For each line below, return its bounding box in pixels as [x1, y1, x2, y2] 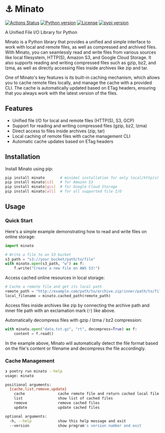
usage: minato [5, 373, 34, 378]
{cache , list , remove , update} [9, 387, 67, 392]
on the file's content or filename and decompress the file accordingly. [5, 345, 146, 351]
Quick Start [5, 217, 33, 224]
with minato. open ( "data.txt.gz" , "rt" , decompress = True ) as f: [5, 326, 137, 332]
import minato [5, 243, 34, 248]
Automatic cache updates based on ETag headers [12, 138, 114, 144]
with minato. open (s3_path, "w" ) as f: [5, 261, 84, 266]
